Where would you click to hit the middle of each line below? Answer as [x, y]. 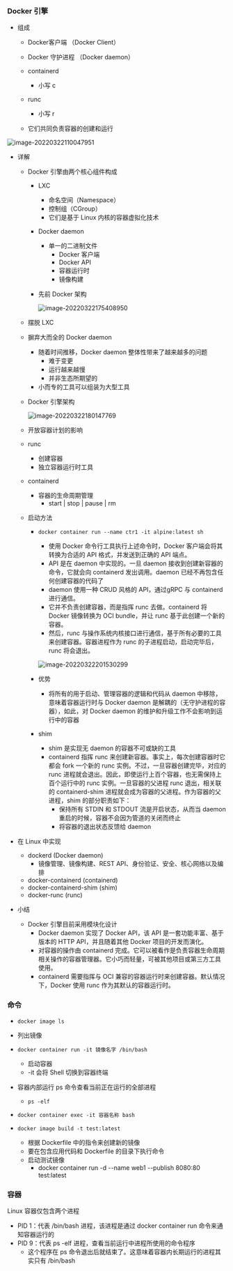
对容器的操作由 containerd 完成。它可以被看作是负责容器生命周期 [131, 950]
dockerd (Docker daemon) [65, 855]
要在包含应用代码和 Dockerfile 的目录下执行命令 [96, 1151]
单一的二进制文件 [73, 246]
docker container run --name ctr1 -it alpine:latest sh [121, 532]
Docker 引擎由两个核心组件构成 [72, 172]
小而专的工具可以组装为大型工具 [84, 387]
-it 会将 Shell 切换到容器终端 [68, 1072]
